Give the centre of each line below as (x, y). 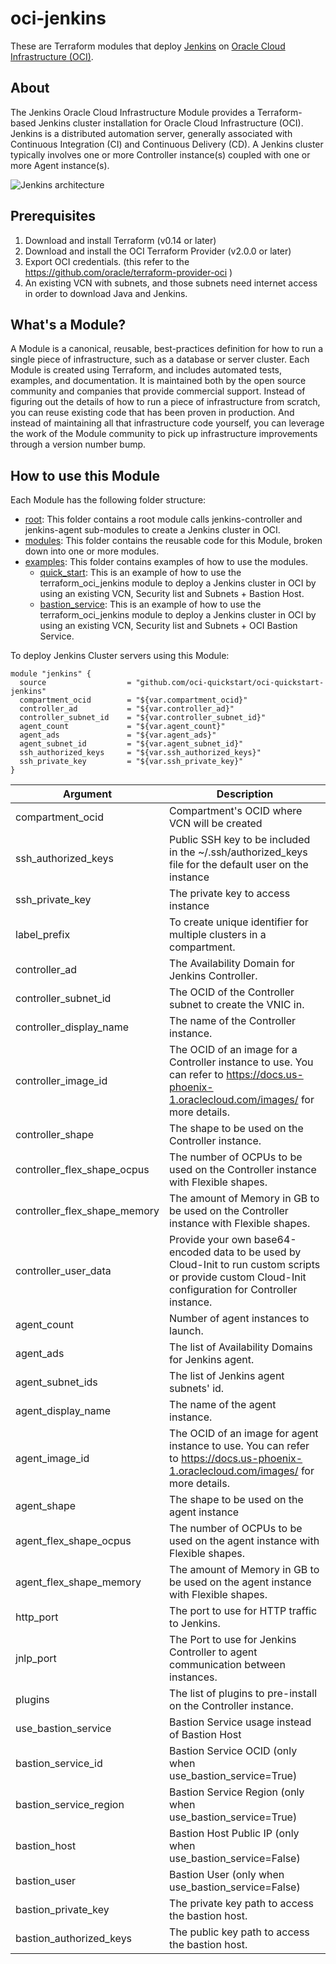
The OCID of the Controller (232, 992)
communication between (227, 1665)
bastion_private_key (62, 1910)
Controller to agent (213, 1652)
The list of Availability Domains (241, 1347)
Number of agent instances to (239, 1319)
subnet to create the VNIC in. (237, 1005)
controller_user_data (63, 1271)
